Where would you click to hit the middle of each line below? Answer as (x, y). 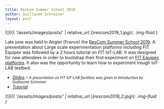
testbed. (23, 68)
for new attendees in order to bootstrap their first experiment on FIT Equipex (82, 58)
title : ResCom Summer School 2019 (40, 10)
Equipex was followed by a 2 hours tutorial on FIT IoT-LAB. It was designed (81, 52)
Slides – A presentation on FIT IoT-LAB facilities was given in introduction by (78, 77)
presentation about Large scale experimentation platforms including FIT (77, 47)
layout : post (18, 19)
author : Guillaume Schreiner (35, 14)
